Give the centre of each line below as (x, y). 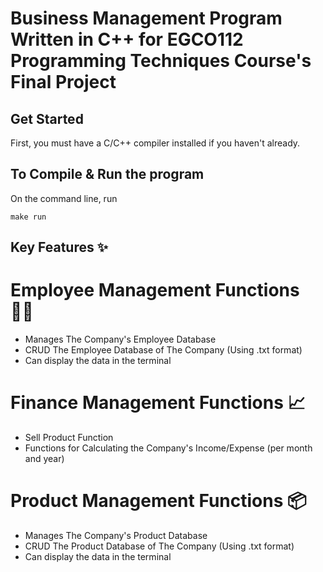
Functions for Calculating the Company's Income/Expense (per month (168, 448)
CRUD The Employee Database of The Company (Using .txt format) (163, 350)
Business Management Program (146, 18)
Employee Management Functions (155, 290)
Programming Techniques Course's (161, 61)
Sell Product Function (69, 438)
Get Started (47, 118)
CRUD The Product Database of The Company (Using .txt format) (159, 546)
